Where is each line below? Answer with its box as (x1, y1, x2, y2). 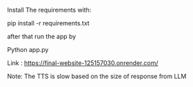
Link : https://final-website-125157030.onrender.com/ (7, 59, 159, 67)
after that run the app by (7, 32, 77, 40)
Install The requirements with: (7, 6, 92, 14)
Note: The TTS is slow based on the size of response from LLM (7, 72, 187, 80)
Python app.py (7, 46, 49, 53)
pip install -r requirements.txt (7, 19, 90, 27)
